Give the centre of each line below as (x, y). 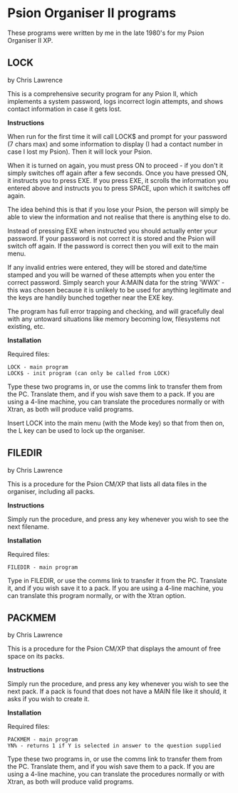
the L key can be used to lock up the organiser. (76, 430)
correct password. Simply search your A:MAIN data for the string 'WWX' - (116, 282)
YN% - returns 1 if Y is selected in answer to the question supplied (114, 746)
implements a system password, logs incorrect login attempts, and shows (115, 101)
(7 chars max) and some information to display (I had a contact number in (115, 144)
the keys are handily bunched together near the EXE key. (91, 298)
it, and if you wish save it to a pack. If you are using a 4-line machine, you (115, 588)
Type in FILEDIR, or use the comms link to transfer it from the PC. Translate (117, 580)
